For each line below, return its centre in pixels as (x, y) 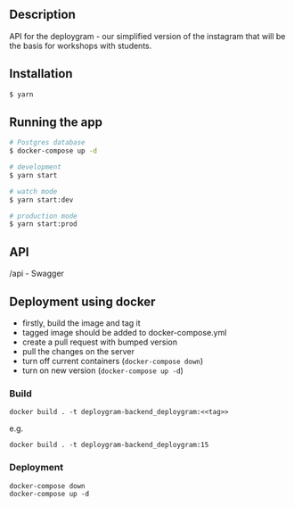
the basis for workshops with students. (81, 46)
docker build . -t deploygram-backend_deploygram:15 (109, 445)
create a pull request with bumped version (100, 342)
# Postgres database (48, 143)
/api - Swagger (37, 274)
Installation (41, 74)
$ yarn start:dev (41, 200)
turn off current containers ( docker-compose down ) (113, 361)
